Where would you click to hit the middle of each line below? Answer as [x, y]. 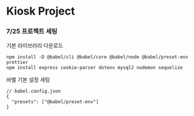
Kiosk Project [41, 11]
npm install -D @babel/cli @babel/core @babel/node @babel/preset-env [97, 57]
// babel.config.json [34, 91]
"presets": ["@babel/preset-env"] [55, 102]
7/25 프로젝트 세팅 [32, 32]
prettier [17, 63]
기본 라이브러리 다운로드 [35, 46]
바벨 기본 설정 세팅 [28, 80]
